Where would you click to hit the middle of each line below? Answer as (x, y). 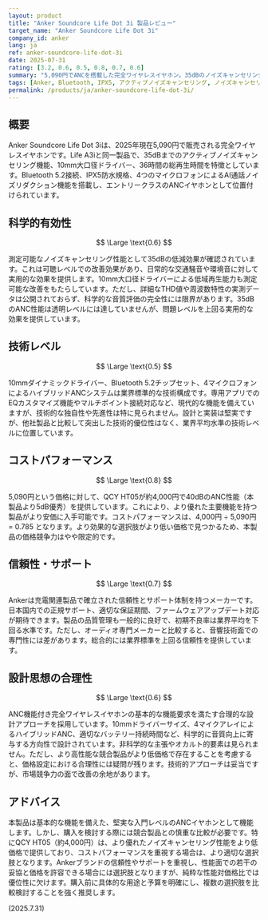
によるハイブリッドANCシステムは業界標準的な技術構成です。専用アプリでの (134, 392)
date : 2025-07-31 (37, 61)
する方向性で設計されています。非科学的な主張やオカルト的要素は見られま (137, 744)
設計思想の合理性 (50, 677)
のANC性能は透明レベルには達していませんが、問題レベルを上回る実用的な (131, 309)
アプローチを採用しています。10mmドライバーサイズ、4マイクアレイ (128, 724)
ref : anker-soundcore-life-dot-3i (66, 53)
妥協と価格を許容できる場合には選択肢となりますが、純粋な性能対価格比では (134, 873)
